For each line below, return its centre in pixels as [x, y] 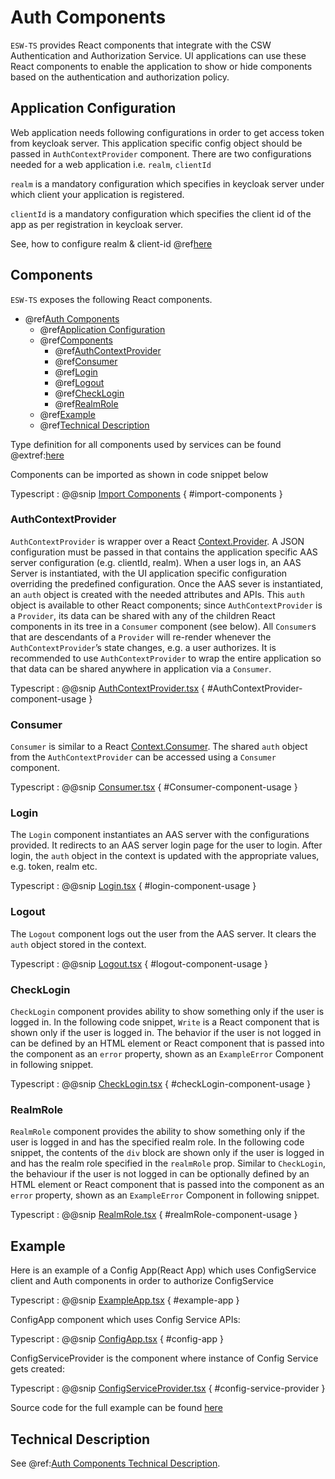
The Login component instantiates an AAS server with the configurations [160, 835]
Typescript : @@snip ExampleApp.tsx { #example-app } [125, 1300]
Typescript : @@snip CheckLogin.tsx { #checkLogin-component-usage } [161, 1084]
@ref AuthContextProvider [108, 350]
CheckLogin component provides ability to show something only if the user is [167, 1012]
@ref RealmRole [86, 403]
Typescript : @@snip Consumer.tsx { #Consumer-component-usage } [154, 787]
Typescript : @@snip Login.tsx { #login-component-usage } [133, 886]
